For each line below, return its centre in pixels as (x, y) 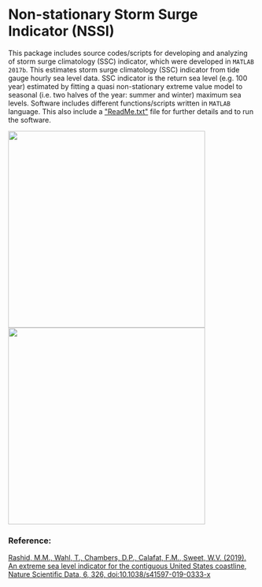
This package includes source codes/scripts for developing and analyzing (128, 53)
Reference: (30, 541)
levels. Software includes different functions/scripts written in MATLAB (119, 103)
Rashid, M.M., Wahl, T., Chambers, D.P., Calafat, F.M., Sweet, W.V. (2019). (127, 558)
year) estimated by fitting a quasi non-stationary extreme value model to (125, 86)
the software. (30, 120)
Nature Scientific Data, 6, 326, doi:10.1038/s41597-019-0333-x (109, 574)
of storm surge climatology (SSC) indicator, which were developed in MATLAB (131, 61)
